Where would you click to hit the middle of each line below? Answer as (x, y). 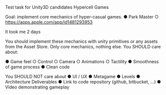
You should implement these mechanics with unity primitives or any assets (82, 41)
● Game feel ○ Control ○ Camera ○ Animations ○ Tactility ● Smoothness (82, 61)
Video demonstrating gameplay (37, 87)
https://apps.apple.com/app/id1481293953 (49, 22)
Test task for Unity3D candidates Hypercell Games (57, 7)
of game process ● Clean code (38, 67)
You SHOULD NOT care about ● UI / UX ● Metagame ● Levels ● (73, 76)
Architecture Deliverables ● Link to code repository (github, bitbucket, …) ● (83, 82)
